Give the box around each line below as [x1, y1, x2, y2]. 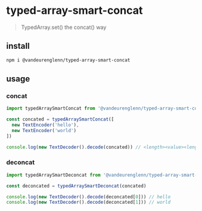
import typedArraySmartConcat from [6, 105, 96, 112]
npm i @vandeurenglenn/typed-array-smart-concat [6, 57, 130, 63]
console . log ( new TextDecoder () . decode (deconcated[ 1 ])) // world [6, 200, 171, 206]
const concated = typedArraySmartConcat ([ [6, 116, 114, 122]
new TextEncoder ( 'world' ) [11, 127, 77, 133]
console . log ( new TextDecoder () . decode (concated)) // [6, 144, 141, 150]
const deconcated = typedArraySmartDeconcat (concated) [6, 183, 147, 189]
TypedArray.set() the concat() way [20, 24, 107, 31]
